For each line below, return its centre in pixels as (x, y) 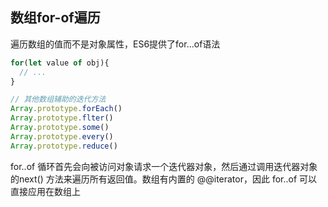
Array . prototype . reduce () (64, 146)
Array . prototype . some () (60, 128)
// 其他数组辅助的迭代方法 (58, 99)
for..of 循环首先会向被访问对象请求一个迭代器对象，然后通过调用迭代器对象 (164, 166)
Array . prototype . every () (62, 136)
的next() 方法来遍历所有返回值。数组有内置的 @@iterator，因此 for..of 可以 (164, 179)
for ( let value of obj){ (60, 63)
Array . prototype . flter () (62, 118)
